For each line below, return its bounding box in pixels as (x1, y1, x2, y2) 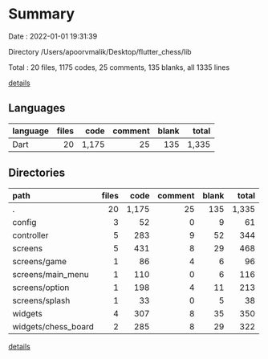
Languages (8, 101, 66, 115)
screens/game (12, 255, 67, 267)
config (12, 216, 37, 227)
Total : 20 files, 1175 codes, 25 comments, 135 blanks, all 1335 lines (8, 62, 230, 72)
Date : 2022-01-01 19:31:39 (8, 31, 98, 41)
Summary (8, 5, 75, 23)
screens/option (12, 282, 70, 293)
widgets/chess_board (12, 320, 94, 332)
